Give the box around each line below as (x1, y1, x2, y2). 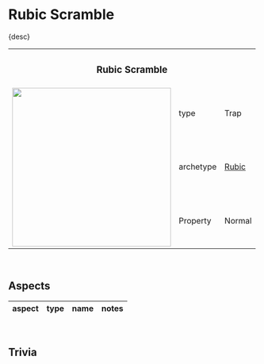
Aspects (8, 279, 51, 293)
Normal (224, 215, 252, 226)
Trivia (8, 346, 37, 359)
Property (178, 215, 212, 226)
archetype (178, 161, 217, 172)
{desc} (8, 32, 30, 41)
